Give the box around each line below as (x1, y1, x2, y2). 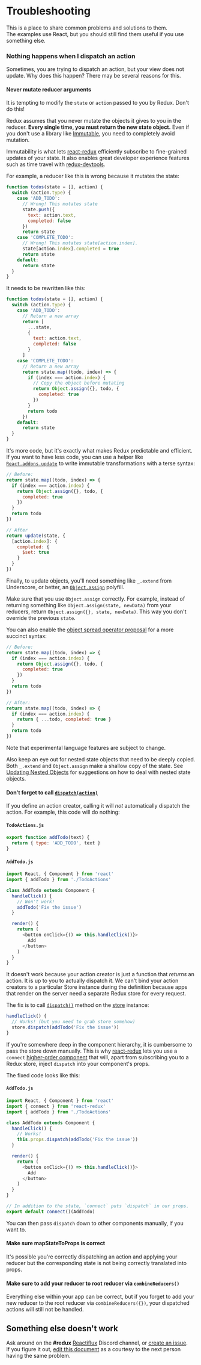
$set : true (22, 549, 50, 556)
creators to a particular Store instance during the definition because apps (6, 983, 188, 991)
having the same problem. (6, 1352, 71, 1359)
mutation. (6, 137, 30, 144)
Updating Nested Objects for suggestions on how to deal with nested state (6, 769, 191, 776)
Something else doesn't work (6, 1323, 118, 1334)
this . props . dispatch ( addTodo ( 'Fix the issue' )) (17, 1136, 138, 1143)
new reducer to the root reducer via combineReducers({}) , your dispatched (6, 1299, 190, 1307)
